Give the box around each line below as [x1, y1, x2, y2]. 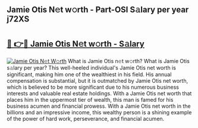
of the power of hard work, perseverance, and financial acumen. [7, 115, 165, 122]
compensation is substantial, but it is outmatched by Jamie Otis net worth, [7, 77, 188, 84]
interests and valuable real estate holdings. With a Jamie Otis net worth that [7, 90, 192, 97]
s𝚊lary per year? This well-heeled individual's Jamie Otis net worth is [7, 64, 176, 71]
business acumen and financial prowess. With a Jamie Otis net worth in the [7, 102, 191, 110]
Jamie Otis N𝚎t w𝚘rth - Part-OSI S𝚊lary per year [7, 5, 189, 15]
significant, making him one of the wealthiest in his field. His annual [7, 71, 172, 78]
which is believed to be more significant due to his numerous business [7, 83, 179, 90]
